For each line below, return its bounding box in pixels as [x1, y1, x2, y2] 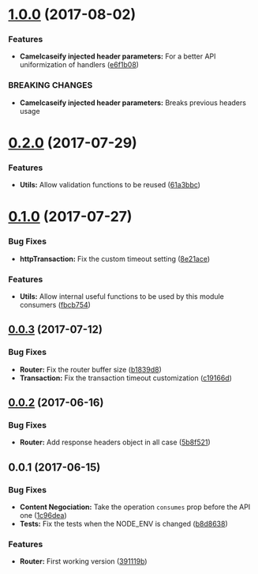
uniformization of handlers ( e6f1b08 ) [19, 60, 140, 70]
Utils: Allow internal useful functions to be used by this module [19, 292, 225, 301]
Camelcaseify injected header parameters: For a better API [19, 51, 216, 61]
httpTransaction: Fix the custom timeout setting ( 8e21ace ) [19, 254, 211, 263]
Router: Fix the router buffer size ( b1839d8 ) [19, 364, 162, 374]
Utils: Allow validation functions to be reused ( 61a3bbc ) [19, 180, 201, 190]
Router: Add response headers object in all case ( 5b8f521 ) [19, 437, 211, 447]
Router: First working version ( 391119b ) [19, 557, 148, 566]
